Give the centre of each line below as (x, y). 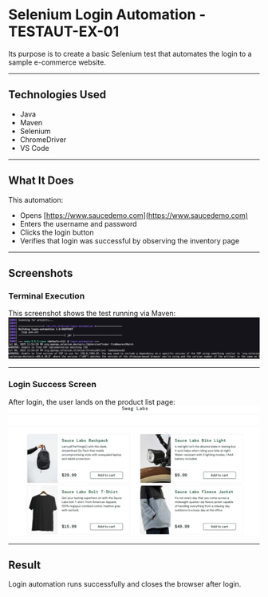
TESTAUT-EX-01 (64, 32)
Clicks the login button (57, 232)
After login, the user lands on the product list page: (92, 401)
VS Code (34, 148)
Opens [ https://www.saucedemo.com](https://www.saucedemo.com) (134, 215)
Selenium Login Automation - (107, 15)
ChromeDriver (43, 139)
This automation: (36, 200)
